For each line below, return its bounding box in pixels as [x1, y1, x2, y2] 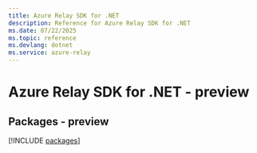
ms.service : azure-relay [8, 49, 91, 57]
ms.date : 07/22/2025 [8, 26, 77, 34]
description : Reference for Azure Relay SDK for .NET [8, 19, 192, 27]
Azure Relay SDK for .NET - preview [8, 83, 250, 101]
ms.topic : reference [8, 33, 77, 42]
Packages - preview [8, 115, 109, 128]
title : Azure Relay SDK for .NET [8, 11, 120, 20]
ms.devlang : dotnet [8, 41, 73, 49]
